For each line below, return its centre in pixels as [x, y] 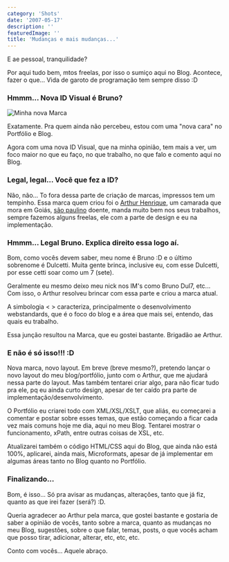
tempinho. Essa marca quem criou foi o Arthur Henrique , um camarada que [114, 203]
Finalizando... [31, 479]
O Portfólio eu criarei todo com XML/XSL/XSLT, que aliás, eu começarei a [112, 411]
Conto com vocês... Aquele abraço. [57, 551]
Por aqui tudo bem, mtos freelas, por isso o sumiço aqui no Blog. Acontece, [115, 73]
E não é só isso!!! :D [41, 352]
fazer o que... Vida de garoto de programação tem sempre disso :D [103, 80]
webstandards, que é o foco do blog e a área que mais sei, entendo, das [110, 314]
